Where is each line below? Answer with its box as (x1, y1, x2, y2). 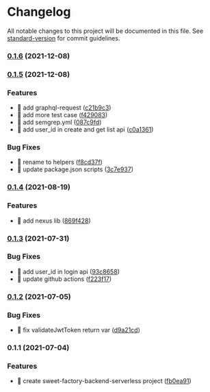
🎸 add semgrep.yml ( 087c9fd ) (16, 118, 102, 127)
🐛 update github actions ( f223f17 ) (16, 275, 112, 283)
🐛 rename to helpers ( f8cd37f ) (16, 158, 103, 167)
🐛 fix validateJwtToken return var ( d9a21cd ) (16, 326, 140, 334)
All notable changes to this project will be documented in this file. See (7, 27, 204, 35)
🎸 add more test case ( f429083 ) (16, 111, 108, 119)
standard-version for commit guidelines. (7, 34, 120, 42)
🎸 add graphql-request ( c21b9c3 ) (16, 103, 111, 112)
